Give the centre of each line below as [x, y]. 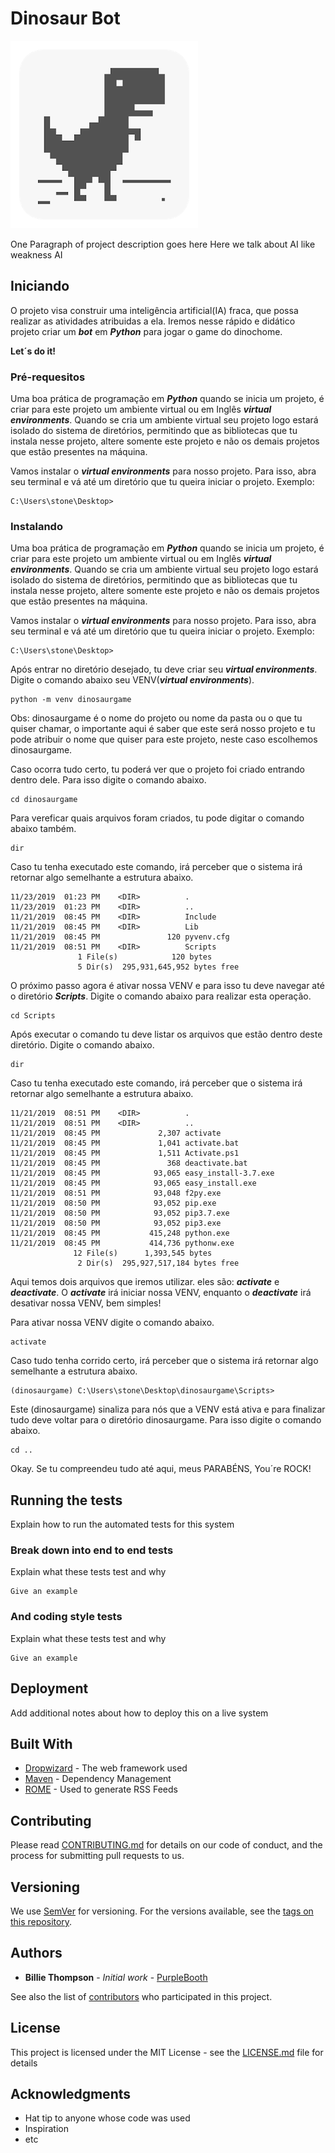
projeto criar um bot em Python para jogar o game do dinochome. [146, 331]
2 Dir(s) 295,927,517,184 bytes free [158, 1263]
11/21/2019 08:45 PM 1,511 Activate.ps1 [125, 1153]
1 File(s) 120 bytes [145, 957]
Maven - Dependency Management [98, 1779]
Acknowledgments [71, 2094]
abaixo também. [43, 829]
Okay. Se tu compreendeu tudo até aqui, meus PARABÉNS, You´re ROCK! [161, 1469]
